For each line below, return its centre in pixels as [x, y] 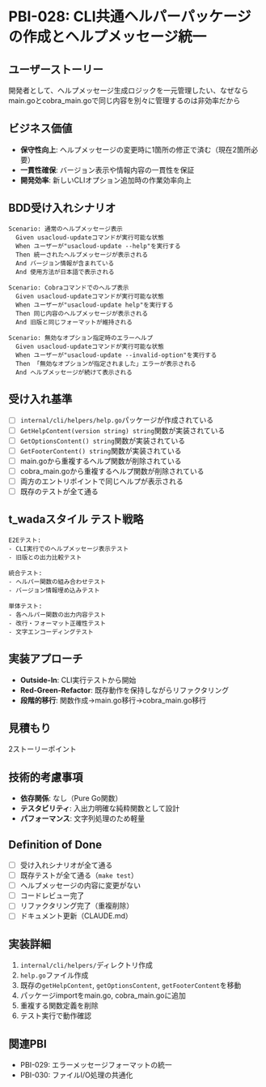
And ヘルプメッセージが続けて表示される [74, 372]
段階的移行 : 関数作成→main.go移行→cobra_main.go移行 [113, 700]
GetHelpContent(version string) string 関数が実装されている [122, 430]
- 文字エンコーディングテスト [51, 632]
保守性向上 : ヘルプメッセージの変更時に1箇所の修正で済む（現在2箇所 [135, 149]
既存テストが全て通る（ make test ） [79, 875]
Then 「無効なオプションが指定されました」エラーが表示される [106, 363]
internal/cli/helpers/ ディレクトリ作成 [87, 965]
